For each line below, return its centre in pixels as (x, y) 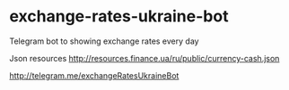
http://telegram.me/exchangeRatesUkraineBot (94, 75)
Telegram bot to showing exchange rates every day (104, 41)
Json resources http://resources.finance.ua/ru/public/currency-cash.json (144, 58)
